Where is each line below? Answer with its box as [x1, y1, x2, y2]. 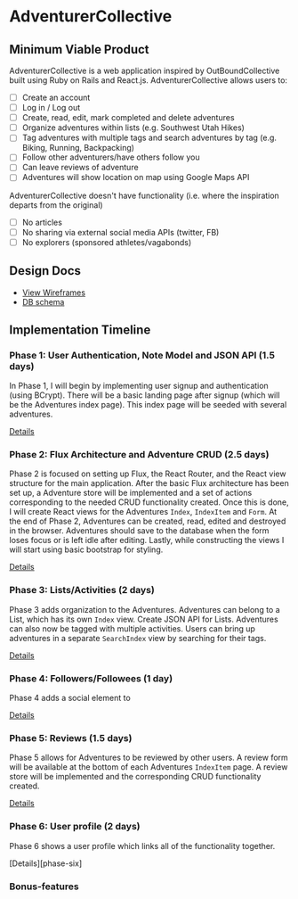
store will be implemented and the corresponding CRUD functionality [9, 771, 262, 782]
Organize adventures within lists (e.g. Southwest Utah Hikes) [21, 122, 245, 133]
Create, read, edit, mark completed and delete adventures [21, 112, 235, 123]
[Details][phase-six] [9, 858, 83, 869]
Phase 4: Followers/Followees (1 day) [9, 672, 173, 684]
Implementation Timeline [9, 322, 151, 337]
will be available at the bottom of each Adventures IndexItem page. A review [9, 762, 288, 772]
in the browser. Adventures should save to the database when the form [9, 525, 270, 536]
